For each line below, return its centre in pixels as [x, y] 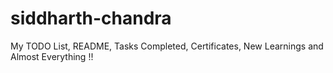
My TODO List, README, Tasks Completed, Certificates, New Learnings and [167, 46]
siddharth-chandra [91, 18]
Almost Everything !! [52, 56]
